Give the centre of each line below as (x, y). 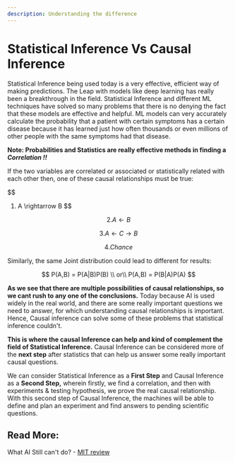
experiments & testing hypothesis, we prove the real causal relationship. (112, 390)
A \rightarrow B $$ (44, 206)
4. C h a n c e (119, 247)
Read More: (33, 435)
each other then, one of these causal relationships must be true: (101, 178)
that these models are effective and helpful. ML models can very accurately (117, 113)
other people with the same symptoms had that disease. (89, 136)
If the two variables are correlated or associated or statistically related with (116, 171)
